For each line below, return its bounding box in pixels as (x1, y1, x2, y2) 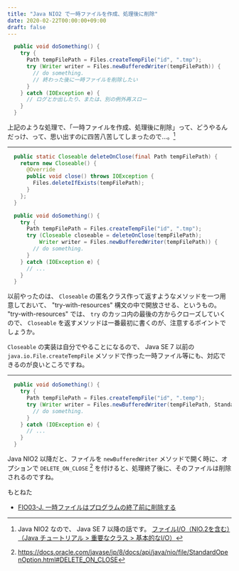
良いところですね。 (31, 361, 89, 369)
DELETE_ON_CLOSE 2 (40, 463, 94, 472)
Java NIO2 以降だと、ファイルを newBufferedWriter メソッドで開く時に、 (7, 454, 222, 463)
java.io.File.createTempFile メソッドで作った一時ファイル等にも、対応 (7, 351, 220, 360)
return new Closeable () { (20, 159, 97, 167)
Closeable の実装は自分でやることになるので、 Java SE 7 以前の (7, 343, 195, 351)
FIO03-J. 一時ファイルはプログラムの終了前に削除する (17, 503, 176, 511)
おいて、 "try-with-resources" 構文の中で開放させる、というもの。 (26, 301, 221, 309)
